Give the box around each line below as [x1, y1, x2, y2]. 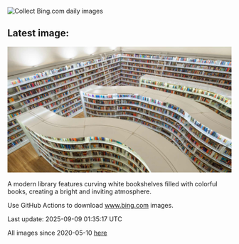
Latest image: [7, 27, 70, 39]
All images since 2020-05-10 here [7, 228, 107, 238]
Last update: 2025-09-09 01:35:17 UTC [7, 215, 122, 223]
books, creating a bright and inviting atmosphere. [7, 187, 152, 196]
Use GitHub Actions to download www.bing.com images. [7, 201, 174, 210]
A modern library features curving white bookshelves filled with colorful [7, 180, 218, 189]
